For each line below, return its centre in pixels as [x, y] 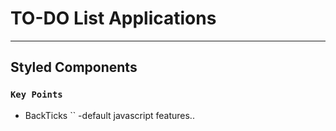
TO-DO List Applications [113, 18]
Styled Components [74, 67]
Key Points [36, 95]
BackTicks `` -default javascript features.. [109, 115]
